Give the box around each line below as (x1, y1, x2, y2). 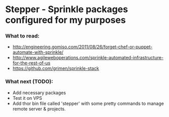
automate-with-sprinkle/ (12, 49, 64, 55)
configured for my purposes (5, 14, 126, 26)
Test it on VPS (12, 95, 42, 101)
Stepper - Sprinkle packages (5, 4, 128, 15)
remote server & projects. (12, 105, 66, 112)
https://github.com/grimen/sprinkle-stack (12, 65, 100, 71)
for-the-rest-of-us (12, 60, 51, 66)
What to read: (5, 32, 39, 40)
